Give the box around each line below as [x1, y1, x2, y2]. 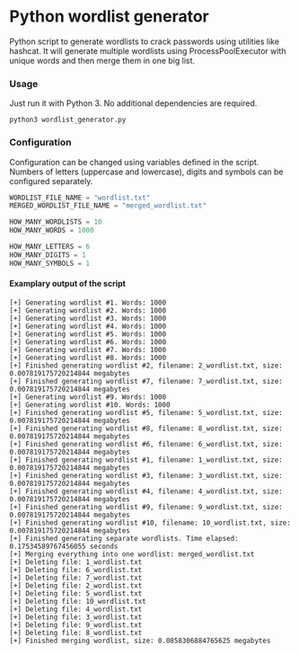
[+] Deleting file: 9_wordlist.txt [9, 620, 143, 630]
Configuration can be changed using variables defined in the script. [9, 156, 259, 167]
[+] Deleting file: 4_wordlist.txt [9, 605, 143, 614]
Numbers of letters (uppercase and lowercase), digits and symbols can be [9, 166, 285, 177]
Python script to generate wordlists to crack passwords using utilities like [9, 36, 280, 47]
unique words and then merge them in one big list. [9, 55, 196, 66]
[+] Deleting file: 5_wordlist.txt [9, 588, 143, 598]
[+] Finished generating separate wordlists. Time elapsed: [9, 534, 240, 543]
